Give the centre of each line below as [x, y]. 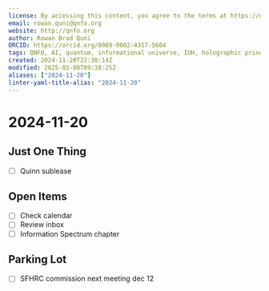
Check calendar [46, 216]
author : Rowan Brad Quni [50, 38]
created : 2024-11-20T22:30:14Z [60, 61]
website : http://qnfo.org [51, 30]
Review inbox [42, 225]
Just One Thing [47, 151]
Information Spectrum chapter [70, 233]
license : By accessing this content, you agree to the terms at [118, 16]
